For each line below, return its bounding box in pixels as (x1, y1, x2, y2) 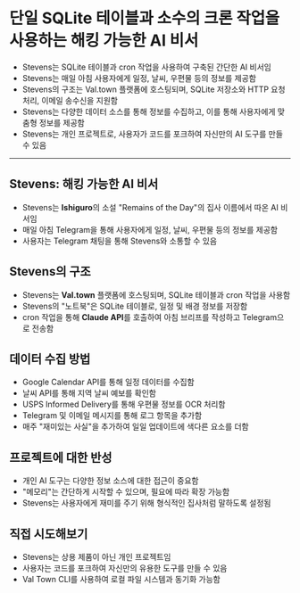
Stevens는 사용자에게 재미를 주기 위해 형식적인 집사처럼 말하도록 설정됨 (21, 498, 271, 508)
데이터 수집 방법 (9, 351, 91, 367)
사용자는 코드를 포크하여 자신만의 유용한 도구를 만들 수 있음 (21, 563, 228, 573)
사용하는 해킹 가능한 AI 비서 (9, 30, 199, 51)
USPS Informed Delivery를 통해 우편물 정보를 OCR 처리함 (21, 399, 226, 410)
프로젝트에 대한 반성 (9, 449, 112, 465)
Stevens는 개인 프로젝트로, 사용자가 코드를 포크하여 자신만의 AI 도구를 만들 (21, 128, 284, 139)
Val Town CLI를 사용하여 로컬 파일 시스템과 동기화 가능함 (21, 574, 221, 584)
